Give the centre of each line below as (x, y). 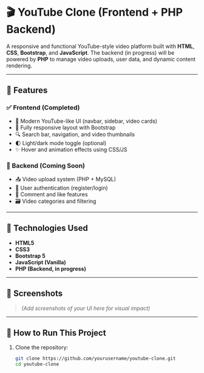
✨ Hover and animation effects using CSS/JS (71, 149)
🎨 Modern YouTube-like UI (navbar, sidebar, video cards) (86, 121)
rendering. (19, 66)
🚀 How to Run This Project (56, 333)
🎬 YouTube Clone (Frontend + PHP (95, 12)
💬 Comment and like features (51, 194)
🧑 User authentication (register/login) (61, 188)
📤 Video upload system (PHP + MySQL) (66, 179)
